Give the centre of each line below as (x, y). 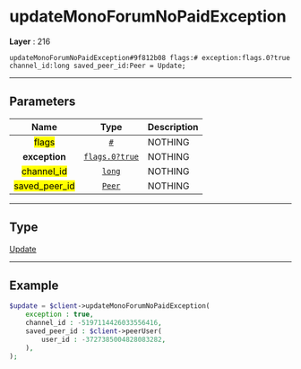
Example (34, 285)
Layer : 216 (30, 41)
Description (173, 127)
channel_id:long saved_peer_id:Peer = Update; (98, 66)
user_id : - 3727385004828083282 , (104, 339)
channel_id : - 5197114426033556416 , (94, 323)
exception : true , (60, 315)
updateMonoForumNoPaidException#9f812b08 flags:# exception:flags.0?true (150, 57)
